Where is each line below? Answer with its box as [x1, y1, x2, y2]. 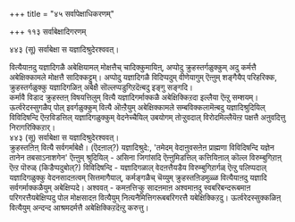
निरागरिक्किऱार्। [9, 122, 56, 133]
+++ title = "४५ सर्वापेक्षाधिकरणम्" [9, 9, 114, 19]
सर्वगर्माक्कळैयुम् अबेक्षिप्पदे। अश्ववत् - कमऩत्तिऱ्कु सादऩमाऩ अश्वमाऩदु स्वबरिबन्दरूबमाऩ [9, 183, 251, 193]
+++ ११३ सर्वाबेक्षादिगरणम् [9, 27, 87, 37]
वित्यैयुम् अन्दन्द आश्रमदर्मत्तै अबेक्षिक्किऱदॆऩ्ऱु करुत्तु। [9, 202, 149, 213]
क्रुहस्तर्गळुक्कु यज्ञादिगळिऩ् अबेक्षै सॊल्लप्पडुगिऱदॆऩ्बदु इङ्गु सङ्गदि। [9, 82, 194, 93]
